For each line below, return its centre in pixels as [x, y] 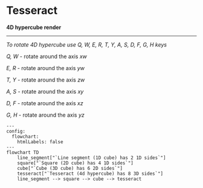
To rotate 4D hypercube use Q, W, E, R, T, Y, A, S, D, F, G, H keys [87, 44]
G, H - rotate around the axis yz [45, 115]
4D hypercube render [34, 27]
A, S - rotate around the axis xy [45, 91]
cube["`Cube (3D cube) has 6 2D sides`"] [70, 168]
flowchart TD [23, 152]
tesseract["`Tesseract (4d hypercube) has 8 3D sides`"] [90, 173]
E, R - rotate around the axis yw [46, 68]
